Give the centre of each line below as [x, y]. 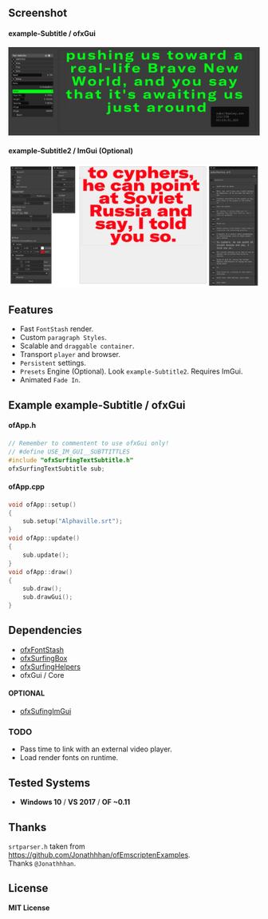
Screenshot [38, 13]
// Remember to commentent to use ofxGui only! [89, 443]
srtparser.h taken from [47, 846]
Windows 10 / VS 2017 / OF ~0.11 [75, 802]
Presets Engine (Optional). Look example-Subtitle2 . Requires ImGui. [131, 371]
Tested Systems [49, 783]
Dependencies [45, 630]
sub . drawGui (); [48, 597]
